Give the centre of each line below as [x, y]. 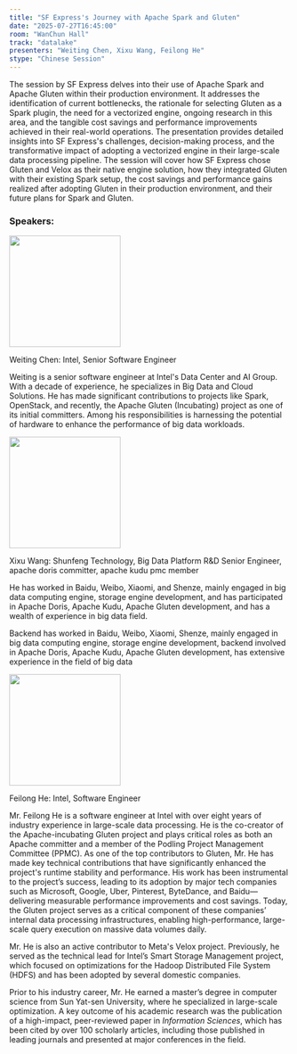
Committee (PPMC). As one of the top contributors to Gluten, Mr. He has [141, 853]
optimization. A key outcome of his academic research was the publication [146, 1011]
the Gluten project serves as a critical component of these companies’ [138, 910]
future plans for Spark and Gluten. [72, 198]
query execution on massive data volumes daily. [119, 929]
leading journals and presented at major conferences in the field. [128, 1040]
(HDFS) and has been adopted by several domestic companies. [125, 975]
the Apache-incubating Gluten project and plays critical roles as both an [141, 835]
